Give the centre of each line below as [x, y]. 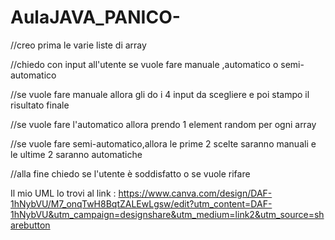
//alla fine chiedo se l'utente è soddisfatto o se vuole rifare [130, 173]
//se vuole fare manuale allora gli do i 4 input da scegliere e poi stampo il [160, 94]
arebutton [30, 225]
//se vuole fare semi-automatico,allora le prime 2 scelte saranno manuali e [163, 143]
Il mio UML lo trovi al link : [63, 193]
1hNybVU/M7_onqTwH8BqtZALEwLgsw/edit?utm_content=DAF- [141, 203]
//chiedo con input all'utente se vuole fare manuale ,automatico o [144, 64]
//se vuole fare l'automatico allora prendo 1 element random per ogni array [163, 124]
